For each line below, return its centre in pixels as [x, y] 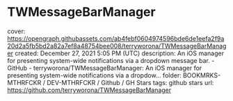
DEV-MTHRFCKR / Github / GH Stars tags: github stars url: [130, 82]
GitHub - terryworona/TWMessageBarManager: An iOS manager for [105, 68]
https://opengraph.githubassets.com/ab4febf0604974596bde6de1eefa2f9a [116, 38]
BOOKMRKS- [202, 75]
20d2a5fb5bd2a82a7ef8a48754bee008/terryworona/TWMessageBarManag [117, 46]
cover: [16, 31]
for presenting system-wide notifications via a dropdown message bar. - [111, 60]
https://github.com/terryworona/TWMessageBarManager [89, 90]
